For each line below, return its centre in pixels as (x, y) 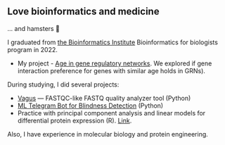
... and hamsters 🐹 (33, 28)
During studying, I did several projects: (63, 84)
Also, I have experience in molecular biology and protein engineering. (108, 134)
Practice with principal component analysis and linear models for (111, 113)
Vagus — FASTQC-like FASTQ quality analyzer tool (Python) (104, 98)
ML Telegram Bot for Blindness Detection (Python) (90, 106)
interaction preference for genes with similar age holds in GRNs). (111, 70)
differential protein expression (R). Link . (75, 120)
